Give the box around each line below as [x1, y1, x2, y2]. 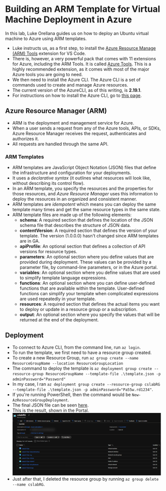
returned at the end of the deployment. [19, 317, 99, 323]
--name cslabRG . [12, 481, 45, 487]
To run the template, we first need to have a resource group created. [12, 350, 152, 356]
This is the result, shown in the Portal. [12, 407, 89, 413]
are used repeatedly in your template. [19, 296, 96, 302]
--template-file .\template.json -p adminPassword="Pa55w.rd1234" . [12, 386, 153, 392]
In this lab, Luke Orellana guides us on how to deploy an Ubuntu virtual [5, 30, 149, 36]
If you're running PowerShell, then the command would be [12, 392, 131, 398]
